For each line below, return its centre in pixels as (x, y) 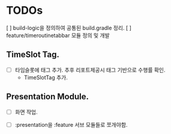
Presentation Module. (47, 97)
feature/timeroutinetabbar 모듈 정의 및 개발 (58, 35)
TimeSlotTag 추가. (46, 77)
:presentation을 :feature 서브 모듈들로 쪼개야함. (71, 124)
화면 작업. (26, 112)
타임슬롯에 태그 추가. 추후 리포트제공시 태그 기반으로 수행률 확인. (90, 70)
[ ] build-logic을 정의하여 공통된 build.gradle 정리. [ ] (69, 28)
